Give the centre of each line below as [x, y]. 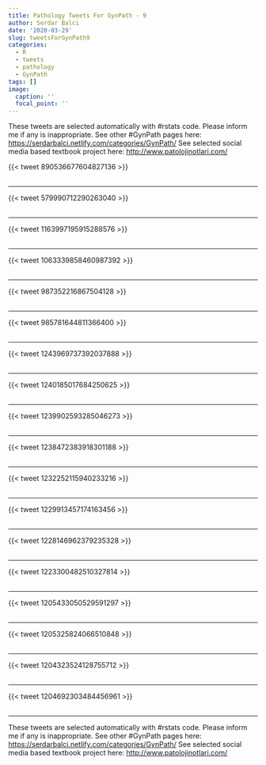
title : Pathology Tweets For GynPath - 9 [78, 15]
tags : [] [23, 81]
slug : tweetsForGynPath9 [49, 38]
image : [19, 89]
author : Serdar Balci [44, 23]
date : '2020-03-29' [40, 30]
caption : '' [35, 97]
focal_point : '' [42, 104]
